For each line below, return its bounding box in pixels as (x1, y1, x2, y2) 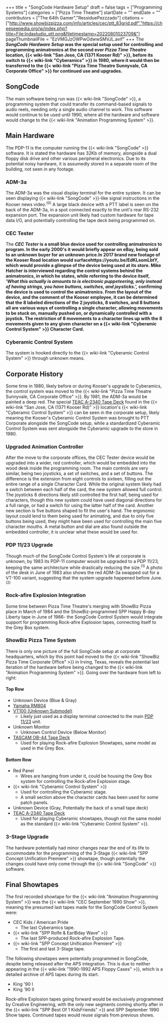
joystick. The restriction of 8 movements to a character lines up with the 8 (5, 315, 162, 321)
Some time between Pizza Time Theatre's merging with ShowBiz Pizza (5, 603, 151, 609)
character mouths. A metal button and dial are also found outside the (5, 523, 147, 529)
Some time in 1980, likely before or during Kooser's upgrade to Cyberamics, (5, 382, 162, 389)
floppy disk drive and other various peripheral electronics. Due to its (5, 155, 146, 161)
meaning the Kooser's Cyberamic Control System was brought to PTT (5, 414, 149, 420)
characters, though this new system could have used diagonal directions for (5, 497, 162, 503)
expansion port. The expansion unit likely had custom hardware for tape (5, 212, 154, 218)
